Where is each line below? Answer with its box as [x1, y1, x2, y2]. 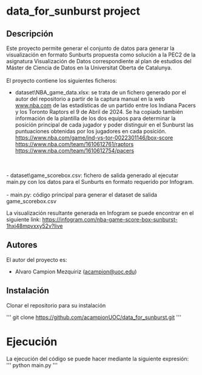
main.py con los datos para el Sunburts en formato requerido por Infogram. [6, 178, 194, 185]
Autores [6, 240, 38, 250]
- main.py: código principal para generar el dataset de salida [6, 191, 158, 198]
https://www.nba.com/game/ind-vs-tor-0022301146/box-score [15, 134, 173, 141]
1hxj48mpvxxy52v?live [6, 222, 63, 230]
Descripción [6, 29, 53, 39]
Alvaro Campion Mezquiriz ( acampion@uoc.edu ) [15, 268, 137, 275]
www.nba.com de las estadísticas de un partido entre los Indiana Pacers [15, 102, 196, 109]
